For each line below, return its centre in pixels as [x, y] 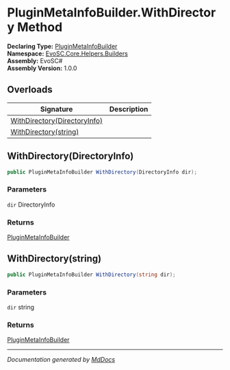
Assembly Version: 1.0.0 [42, 68]
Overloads [30, 90]
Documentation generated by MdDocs [61, 360]
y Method [35, 27]
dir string [21, 308]
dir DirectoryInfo [31, 205]
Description [129, 109]
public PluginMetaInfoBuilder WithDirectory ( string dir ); [91, 275]
